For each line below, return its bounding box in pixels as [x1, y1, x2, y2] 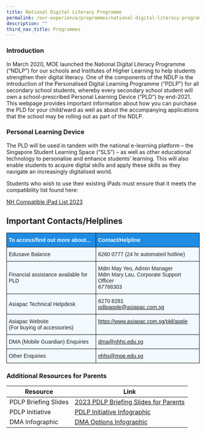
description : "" [6, 20, 48, 26]
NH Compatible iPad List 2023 [6, 198, 83, 206]
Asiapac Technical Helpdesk [9, 300, 76, 308]
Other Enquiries [9, 352, 47, 359]
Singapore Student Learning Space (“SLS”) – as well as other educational [6, 148, 191, 155]
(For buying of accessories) [9, 324, 74, 331]
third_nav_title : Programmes [6, 26, 81, 33]
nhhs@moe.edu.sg [97, 352, 144, 359]
